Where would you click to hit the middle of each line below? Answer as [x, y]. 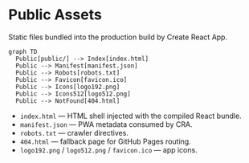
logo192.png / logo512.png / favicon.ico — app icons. [109, 149]
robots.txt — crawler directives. [74, 132]
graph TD [23, 51]
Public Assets [55, 15]
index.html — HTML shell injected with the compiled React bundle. [131, 116]
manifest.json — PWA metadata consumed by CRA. [106, 124]
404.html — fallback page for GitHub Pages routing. [105, 141]
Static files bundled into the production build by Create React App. [118, 37]
